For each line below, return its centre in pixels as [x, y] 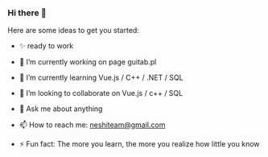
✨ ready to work [46, 46]
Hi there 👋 [27, 13]
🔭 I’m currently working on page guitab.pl [88, 62]
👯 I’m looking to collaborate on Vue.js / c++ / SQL [101, 93]
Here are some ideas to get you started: [74, 31]
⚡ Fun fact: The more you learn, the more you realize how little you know [139, 144]
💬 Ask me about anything [61, 109]
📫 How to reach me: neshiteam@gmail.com [92, 125]
